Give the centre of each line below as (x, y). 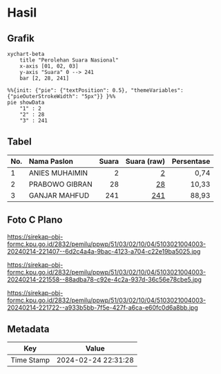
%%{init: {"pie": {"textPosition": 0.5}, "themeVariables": (96, 91)
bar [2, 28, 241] (45, 78)
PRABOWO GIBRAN (60, 184)
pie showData (26, 102)
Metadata (28, 329)
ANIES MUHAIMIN (58, 173)
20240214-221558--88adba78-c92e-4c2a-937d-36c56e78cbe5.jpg (105, 279)
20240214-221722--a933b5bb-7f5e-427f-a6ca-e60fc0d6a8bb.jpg (103, 307)
